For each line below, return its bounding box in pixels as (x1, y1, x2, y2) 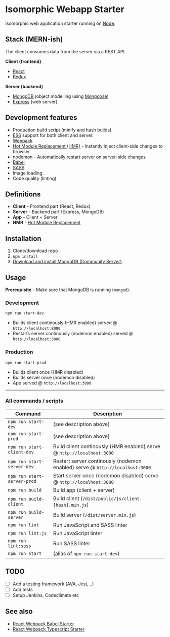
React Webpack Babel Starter (12, 620, 74, 627)
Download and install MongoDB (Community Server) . (12, 259, 123, 265)
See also (5, 607, 33, 616)
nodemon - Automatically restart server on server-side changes (12, 154, 146, 160)
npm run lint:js (8, 530, 47, 536)
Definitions (5, 190, 41, 198)
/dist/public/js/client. (82, 496, 143, 502)
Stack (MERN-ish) (5, 35, 63, 44)
